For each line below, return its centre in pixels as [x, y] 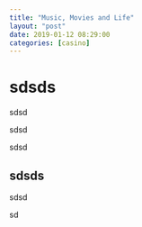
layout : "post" [38, 26]
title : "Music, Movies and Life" [72, 18]
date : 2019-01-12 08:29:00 [60, 34]
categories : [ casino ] [50, 43]
